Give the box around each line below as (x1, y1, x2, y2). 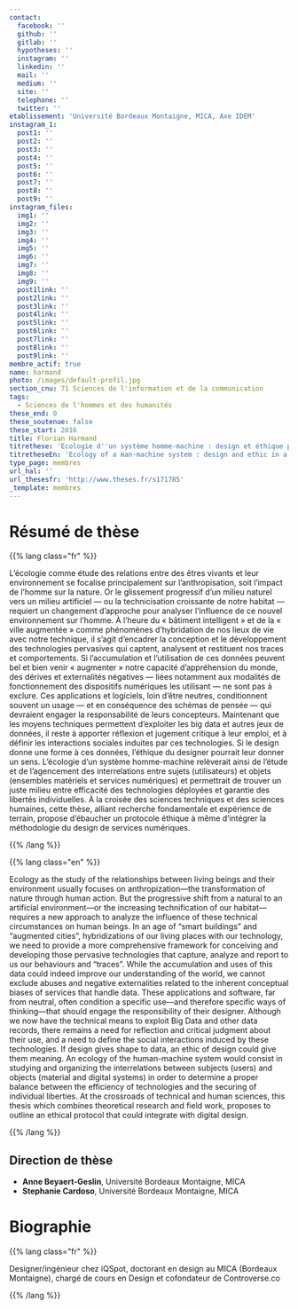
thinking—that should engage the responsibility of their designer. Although (9, 1006, 282, 1017)
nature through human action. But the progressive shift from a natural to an (9, 893, 283, 903)
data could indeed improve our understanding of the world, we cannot (9, 968, 266, 979)
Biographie (9, 1217, 91, 1237)
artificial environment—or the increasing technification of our (9, 903, 232, 913)
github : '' (17, 29, 58, 38)
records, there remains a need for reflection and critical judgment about (9, 1025, 271, 1036)
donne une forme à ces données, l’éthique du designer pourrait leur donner (9, 747, 285, 758)
